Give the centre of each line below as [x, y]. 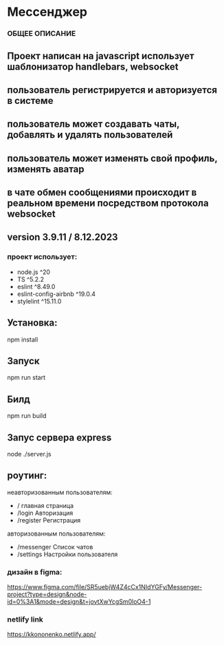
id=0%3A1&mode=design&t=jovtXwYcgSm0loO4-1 [79, 602]
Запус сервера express [59, 437]
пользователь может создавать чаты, [93, 124]
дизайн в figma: [35, 572]
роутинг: [27, 476]
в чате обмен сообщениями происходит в [102, 192]
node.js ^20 [33, 272]
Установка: [32, 323]
